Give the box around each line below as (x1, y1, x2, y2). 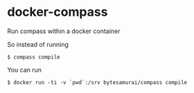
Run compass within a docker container (7, 27, 121, 35)
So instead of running (7, 40, 69, 48)
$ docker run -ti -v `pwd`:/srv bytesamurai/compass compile (7, 79, 188, 86)
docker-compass (7, 4, 108, 20)
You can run (7, 65, 42, 74)
